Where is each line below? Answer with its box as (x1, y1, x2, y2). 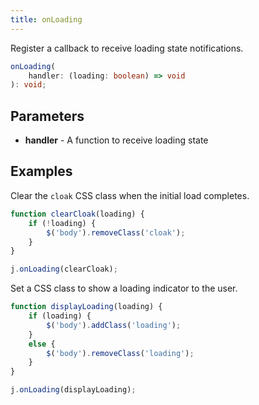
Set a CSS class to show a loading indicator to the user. (10, 282, 238, 295)
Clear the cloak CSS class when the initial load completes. (10, 189, 250, 201)
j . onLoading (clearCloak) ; (10, 264, 118, 275)
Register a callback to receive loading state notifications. (10, 42, 244, 54)
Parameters (10, 107, 85, 125)
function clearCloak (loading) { (10, 209, 145, 219)
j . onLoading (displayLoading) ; (10, 385, 137, 395)
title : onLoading (10, 14, 83, 25)
